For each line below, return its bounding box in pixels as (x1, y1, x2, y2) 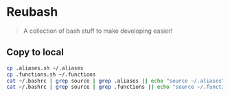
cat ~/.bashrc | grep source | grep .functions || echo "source (6, 83, 194, 91)
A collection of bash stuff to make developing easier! (23, 27, 173, 35)
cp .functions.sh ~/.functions (6, 71, 96, 78)
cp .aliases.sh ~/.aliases (6, 64, 84, 72)
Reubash (6, 4, 58, 20)
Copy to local (6, 46, 65, 58)
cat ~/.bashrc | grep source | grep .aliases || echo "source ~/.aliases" (6, 77, 225, 84)
